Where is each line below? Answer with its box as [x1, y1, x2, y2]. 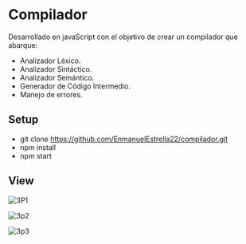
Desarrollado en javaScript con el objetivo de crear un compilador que [8, 32, 239, 41]
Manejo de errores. [19, 89, 83, 99]
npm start [19, 151, 52, 160]
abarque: [8, 40, 38, 49]
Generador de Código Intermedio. [19, 81, 131, 91]
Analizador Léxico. [19, 56, 81, 65]
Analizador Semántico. [19, 73, 95, 82]
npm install [19, 142, 57, 152]
